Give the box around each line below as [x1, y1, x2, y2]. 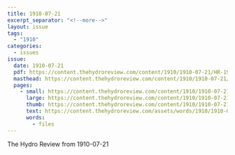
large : [25, 95, 45, 102]
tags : [7, 29, 23, 37]
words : [25, 114, 45, 121]
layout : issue [7, 23, 49, 30]
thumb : [25, 101, 45, 108]
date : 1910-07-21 [13, 62, 64, 69]
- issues [13, 50, 39, 57]
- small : [20, 88, 45, 95]
